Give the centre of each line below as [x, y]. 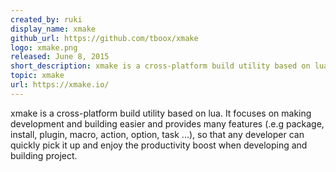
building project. [44, 155]
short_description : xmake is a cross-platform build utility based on [160, 66]
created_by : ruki [46, 19]
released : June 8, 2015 [60, 57]
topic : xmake [37, 76]
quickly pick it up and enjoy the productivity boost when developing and [159, 145]
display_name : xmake [53, 29]
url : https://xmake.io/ [60, 85]
